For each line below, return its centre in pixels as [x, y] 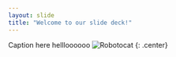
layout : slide [32, 15]
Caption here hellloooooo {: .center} [88, 45]
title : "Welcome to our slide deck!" [70, 23]
